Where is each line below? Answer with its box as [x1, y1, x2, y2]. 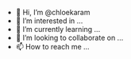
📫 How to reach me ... [15, 42, 90, 51]
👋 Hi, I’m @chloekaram [15, 8, 91, 17]
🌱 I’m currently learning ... [15, 25, 101, 33]
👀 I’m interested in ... [15, 16, 83, 26]
